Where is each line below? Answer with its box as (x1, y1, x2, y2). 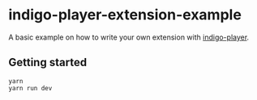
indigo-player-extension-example (8, 6, 242, 24)
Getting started (8, 56, 88, 69)
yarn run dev (8, 84, 53, 92)
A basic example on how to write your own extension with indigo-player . (8, 32, 250, 42)
